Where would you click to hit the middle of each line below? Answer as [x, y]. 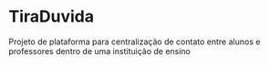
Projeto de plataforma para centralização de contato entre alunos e [135, 42]
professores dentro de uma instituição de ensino [99, 51]
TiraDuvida [52, 17]
